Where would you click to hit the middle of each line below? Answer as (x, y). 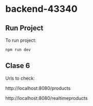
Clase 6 (18, 66)
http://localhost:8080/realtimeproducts (46, 98)
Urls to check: (20, 78)
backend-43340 (42, 9)
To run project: (21, 40)
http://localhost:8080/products (38, 88)
